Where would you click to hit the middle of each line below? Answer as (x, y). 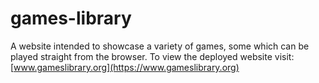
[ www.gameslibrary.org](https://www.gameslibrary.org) (125, 67)
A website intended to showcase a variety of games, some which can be (160, 46)
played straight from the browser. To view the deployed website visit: (152, 56)
